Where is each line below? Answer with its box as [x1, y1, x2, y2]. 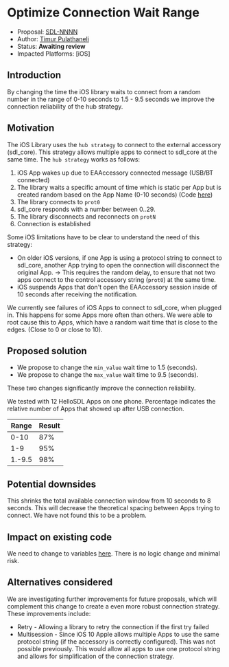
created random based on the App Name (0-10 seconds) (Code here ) [16, 190, 213, 199]
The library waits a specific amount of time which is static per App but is [16, 183, 221, 191]
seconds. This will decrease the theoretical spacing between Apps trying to [7, 504, 221, 512]
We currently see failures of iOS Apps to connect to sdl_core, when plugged [7, 303, 221, 311]
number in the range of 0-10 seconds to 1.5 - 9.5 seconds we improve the [7, 95, 215, 103]
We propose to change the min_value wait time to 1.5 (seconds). [16, 363, 197, 372]
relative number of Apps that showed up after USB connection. [7, 404, 184, 413]
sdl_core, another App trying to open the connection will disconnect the [16, 261, 220, 269]
